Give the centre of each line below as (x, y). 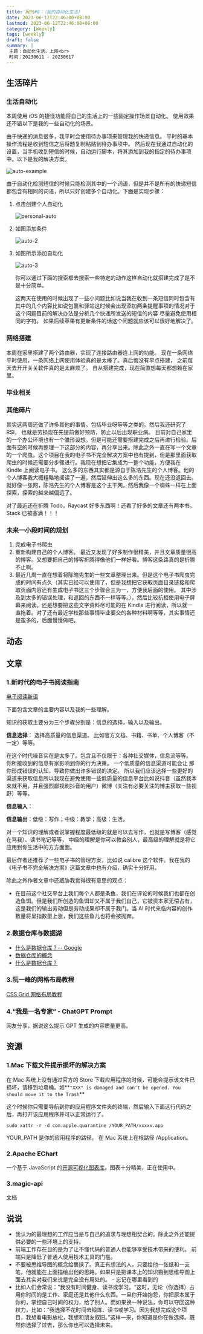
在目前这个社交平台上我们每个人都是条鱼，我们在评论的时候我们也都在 (102, 893)
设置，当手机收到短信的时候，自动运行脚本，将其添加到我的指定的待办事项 (99, 151)
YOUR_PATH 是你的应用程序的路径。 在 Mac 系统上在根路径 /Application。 (99, 1137)
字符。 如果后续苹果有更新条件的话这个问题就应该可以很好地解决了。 (111, 321)
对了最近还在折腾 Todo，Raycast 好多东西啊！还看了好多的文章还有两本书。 (101, 505)
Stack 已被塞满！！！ (33, 513)
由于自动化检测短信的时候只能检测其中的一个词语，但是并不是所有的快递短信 (101, 184)
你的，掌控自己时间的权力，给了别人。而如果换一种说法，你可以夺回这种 (105, 1303)
